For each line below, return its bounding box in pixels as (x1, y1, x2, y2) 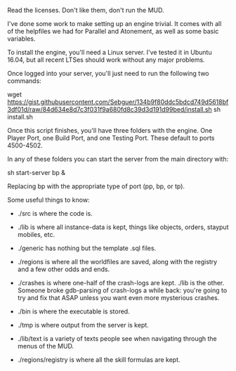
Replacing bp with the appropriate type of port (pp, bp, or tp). (7, 182, 185, 190)
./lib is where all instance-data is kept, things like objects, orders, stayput (17, 223, 229, 231)
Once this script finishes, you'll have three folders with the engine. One (7, 126, 213, 134)
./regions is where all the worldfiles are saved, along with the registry (17, 258, 218, 266)
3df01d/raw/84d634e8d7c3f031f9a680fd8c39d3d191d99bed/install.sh (7, 105, 212, 113)
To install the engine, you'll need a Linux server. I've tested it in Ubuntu (7, 48, 212, 56)
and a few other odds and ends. (17, 265, 110, 273)
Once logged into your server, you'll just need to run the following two (7, 70, 209, 77)
